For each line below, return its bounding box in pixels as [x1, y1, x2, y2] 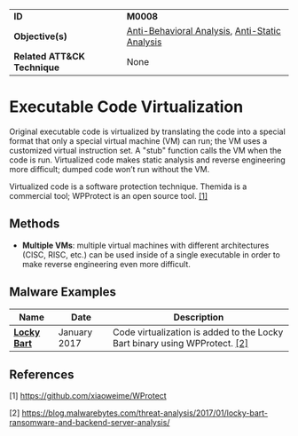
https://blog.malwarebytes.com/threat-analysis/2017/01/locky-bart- [21, 408, 269, 418]
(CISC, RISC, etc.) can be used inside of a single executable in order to [21, 249, 281, 260]
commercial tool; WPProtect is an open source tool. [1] [9, 190, 208, 201]
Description [173, 311, 224, 323]
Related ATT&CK [13, 51, 86, 62]
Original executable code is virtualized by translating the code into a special [9, 126, 286, 137]
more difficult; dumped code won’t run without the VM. [9, 163, 210, 174]
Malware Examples [9, 284, 117, 300]
